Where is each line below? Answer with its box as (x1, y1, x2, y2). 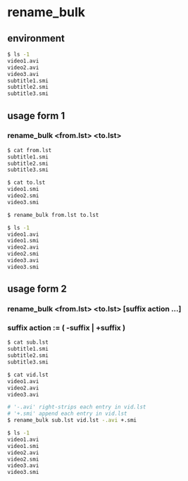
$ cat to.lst (7, 179, 46, 187)
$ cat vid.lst (7, 371, 49, 378)
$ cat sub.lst (7, 339, 49, 346)
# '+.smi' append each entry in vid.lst (7, 410, 128, 418)
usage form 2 (7, 283, 67, 295)
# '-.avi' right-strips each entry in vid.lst (7, 404, 146, 411)
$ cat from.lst (7, 146, 52, 154)
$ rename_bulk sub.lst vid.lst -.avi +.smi (7, 417, 137, 424)
